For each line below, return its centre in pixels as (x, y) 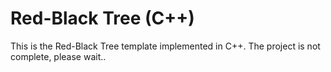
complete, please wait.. (58, 56)
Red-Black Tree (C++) (102, 18)
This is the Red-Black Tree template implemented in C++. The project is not (165, 46)
